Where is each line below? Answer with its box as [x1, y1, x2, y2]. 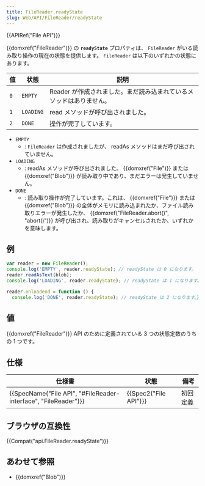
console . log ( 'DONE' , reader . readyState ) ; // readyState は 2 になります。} [12, 294, 200, 300]
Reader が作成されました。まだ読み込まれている [49, 87, 188, 95]
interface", [9, 397, 40, 405]
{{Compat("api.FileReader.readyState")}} [6, 438, 109, 444]
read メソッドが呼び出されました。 [49, 108, 150, 116]
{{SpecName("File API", [9, 389, 77, 398]
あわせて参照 [6, 457, 55, 467]
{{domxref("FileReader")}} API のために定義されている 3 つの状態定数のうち [6, 330, 197, 337]
